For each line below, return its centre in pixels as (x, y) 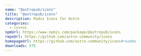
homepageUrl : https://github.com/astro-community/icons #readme (71, 41)
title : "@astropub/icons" (31, 14)
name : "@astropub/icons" (30, 9)
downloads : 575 (20, 46)
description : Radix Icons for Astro (42, 19)
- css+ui (18, 28)
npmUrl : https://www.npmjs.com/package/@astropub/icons (63, 32)
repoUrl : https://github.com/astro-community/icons (59, 37)
